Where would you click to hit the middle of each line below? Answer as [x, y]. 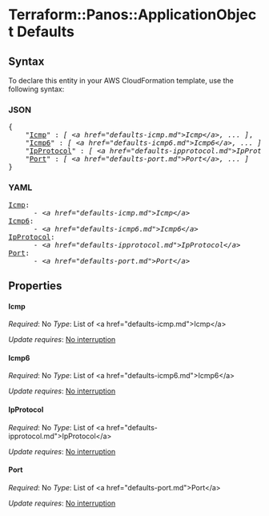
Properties [35, 286]
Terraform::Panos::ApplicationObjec [132, 15]
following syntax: [36, 89]
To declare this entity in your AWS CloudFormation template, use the [121, 81]
